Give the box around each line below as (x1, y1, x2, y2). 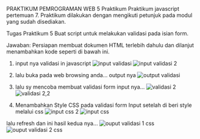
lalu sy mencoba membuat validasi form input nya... (15, 83, 145, 90)
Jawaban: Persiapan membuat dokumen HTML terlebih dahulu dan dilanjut (6, 42, 194, 49)
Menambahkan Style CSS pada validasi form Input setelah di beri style (15, 101, 192, 109)
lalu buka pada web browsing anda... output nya (15, 72, 136, 78)
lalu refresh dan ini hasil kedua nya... (6, 120, 98, 127)
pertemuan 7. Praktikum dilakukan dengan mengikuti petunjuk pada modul (6, 12, 193, 19)
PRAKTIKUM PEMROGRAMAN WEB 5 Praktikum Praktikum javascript (6, 5, 180, 12)
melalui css (15, 108, 44, 115)
